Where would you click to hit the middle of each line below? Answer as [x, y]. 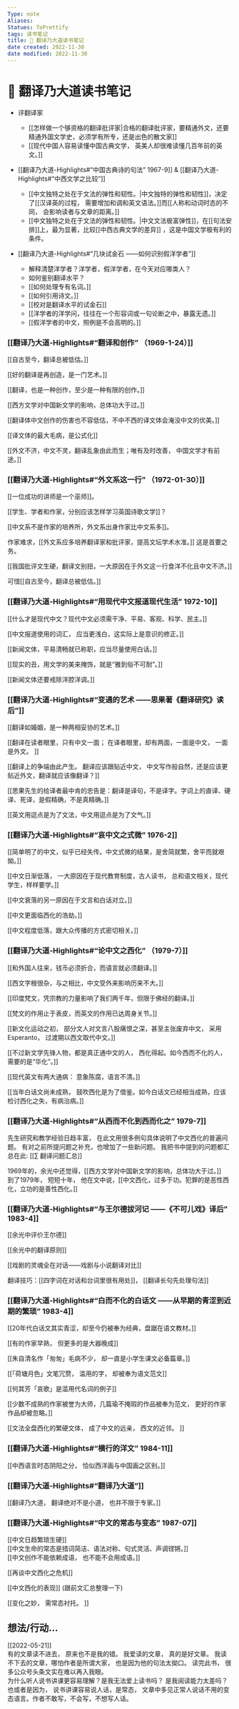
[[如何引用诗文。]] [54, 295]
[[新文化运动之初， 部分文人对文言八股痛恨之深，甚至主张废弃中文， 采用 [115, 1028]
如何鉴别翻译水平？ [57, 277]
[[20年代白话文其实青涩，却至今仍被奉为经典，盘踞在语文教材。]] [102, 1328]
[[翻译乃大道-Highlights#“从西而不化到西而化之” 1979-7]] [107, 1121]
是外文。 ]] [23, 751]
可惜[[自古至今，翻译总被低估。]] [54, 581]
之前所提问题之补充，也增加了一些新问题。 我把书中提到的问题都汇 [132, 1146]
